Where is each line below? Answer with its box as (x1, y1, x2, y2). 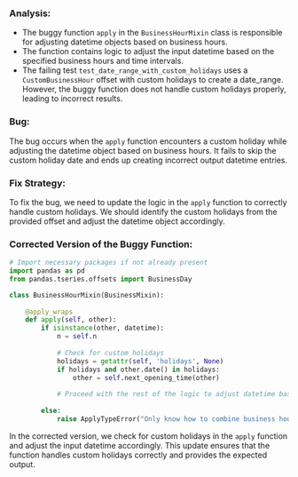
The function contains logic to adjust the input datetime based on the (21, 46, 275, 57)
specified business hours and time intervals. (21, 56, 184, 67)
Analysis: (9, 7, 51, 20)
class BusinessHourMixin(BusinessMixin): (9, 290, 165, 299)
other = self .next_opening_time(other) (72, 373, 220, 382)
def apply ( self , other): (25, 315, 117, 324)
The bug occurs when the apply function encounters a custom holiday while (9, 136, 287, 147)
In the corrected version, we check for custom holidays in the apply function (9, 430, 288, 441)
